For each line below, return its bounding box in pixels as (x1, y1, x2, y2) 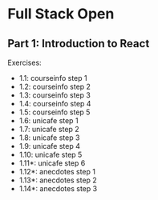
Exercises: (7, 58, 42, 67)
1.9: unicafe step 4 (18, 142, 81, 150)
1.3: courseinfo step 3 (18, 90, 91, 100)
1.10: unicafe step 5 (18, 150, 83, 159)
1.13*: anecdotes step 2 (18, 175, 97, 185)
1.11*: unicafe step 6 (18, 158, 86, 168)
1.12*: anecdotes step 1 (18, 167, 95, 176)
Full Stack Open (7, 5, 115, 23)
